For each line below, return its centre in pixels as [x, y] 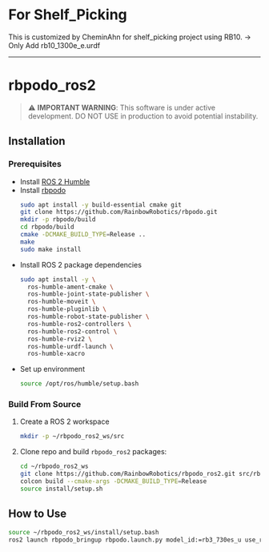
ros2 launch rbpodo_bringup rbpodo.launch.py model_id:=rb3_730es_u [125, 540]
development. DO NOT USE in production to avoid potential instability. [143, 116]
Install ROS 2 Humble [55, 181]
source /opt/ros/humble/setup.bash [79, 384]
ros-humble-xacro [56, 354]
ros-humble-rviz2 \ [60, 339]
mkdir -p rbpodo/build [58, 220]
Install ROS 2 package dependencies [81, 264]
